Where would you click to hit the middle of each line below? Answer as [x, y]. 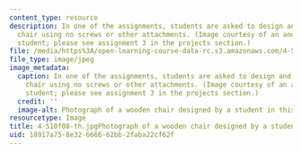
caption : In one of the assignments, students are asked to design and [155, 76]
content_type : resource [54, 18]
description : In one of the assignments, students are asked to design [146, 26]
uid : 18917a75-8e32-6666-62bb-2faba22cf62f [92, 135]
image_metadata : [40, 68]
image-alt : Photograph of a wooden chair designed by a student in [147, 110]
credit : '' [38, 101]
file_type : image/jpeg [52, 59]
